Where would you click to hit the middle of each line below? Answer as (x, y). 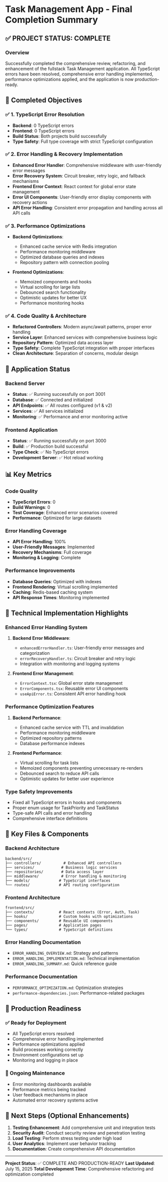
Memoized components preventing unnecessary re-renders (81, 768)
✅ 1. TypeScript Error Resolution (45, 114)
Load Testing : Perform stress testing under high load (67, 1139)
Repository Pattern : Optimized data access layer (63, 343)
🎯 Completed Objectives (44, 100)
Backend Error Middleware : (41, 638)
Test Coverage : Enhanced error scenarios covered (65, 513)
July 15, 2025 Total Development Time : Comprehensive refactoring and (79, 1169)
